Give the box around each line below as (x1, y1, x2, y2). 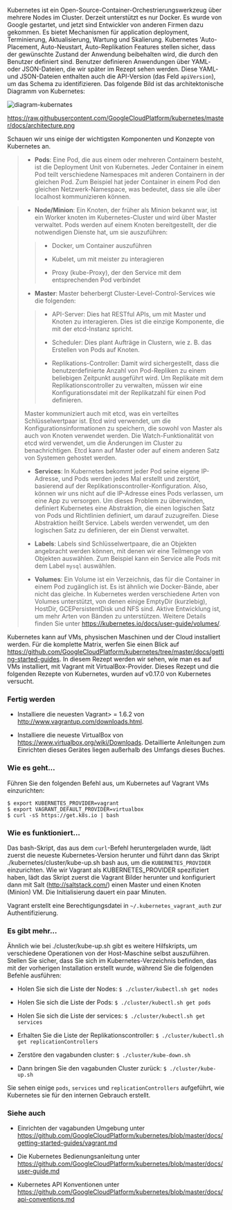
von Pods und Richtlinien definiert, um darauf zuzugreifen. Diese (34, 512, 220, 519)
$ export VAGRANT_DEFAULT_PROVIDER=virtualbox (7, 805, 144, 813)
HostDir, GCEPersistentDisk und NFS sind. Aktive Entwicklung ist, (34, 605, 221, 613)
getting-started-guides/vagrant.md (17, 1138, 118, 1148)
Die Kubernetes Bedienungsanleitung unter (17, 1152, 141, 1161)
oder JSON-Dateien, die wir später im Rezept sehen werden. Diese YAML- (7, 65, 219, 73)
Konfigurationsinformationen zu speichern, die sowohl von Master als (24, 424, 223, 432)
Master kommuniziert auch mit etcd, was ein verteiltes (24, 410, 179, 417)
